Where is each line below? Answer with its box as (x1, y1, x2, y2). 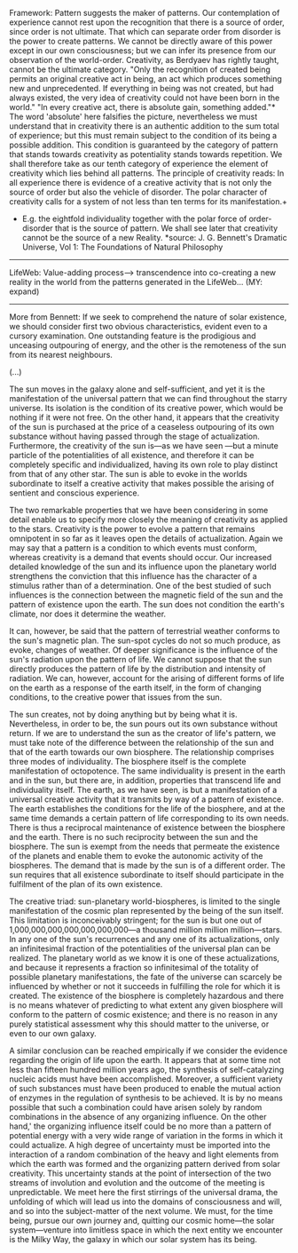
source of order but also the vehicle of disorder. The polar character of (9, 186, 268, 197)
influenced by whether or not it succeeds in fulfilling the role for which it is (9, 981, 281, 991)
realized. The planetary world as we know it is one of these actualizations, (9, 953, 280, 963)
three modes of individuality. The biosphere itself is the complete (9, 757, 247, 766)
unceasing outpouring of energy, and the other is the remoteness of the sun (9, 340, 286, 350)
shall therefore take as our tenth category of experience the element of (9, 159, 269, 169)
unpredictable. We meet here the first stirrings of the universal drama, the (9, 1187, 278, 1197)
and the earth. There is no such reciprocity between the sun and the (9, 832, 259, 842)
